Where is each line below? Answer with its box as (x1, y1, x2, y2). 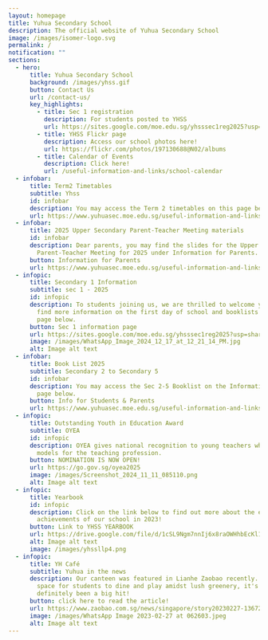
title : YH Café (29, 560, 81, 568)
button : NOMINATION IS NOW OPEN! (29, 456, 141, 465)
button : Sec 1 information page (29, 323, 137, 331)
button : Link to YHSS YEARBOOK (29, 523, 134, 531)
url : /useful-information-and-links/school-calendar (43, 167, 223, 175)
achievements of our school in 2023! (37, 516, 162, 524)
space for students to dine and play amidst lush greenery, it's (37, 583, 259, 591)
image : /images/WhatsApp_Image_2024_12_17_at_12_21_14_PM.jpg (29, 338, 241, 346)
